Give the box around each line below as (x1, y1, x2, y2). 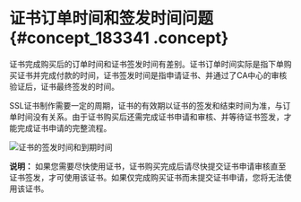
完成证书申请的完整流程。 (16, 122, 112, 133)
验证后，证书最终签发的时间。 (9, 81, 119, 92)
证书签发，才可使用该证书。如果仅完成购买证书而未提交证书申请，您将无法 (9, 171, 284, 182)
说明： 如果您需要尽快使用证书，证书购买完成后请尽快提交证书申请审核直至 (9, 161, 287, 171)
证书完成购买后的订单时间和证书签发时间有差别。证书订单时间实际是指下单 (9, 58, 284, 69)
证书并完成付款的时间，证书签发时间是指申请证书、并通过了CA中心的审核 (16, 69, 288, 81)
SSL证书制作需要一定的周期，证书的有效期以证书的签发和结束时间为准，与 (9, 100, 283, 110)
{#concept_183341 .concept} (9, 28, 229, 48)
